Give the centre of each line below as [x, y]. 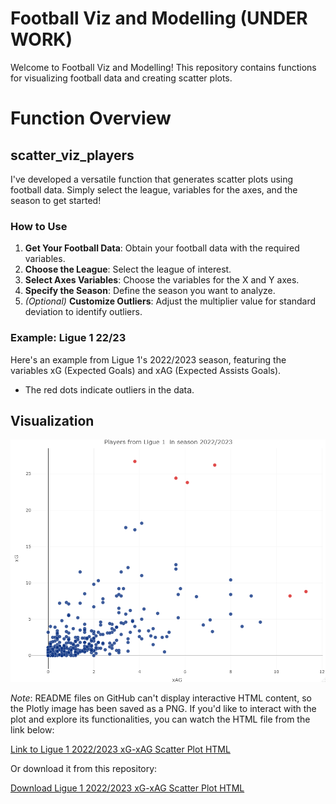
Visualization [52, 420]
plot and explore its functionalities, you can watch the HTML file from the [160, 719]
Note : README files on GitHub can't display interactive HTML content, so [161, 698]
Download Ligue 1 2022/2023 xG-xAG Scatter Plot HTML [127, 788]
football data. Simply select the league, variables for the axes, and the [154, 189]
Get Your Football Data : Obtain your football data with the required [162, 248]
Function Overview [91, 118]
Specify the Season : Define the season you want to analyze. [150, 291]
